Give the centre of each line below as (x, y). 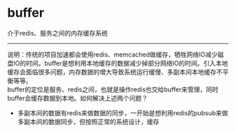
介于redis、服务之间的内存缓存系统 (58, 33)
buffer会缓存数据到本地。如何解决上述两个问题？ (78, 98)
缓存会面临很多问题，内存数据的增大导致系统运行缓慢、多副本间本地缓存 (112, 72)
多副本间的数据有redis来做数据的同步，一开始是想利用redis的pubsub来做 (123, 112)
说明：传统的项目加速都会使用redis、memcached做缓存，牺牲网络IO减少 (112, 54)
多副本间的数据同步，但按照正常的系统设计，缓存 (88, 122)
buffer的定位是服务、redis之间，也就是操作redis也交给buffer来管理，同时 (113, 89)
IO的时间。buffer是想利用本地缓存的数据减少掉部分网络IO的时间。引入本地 (120, 63)
